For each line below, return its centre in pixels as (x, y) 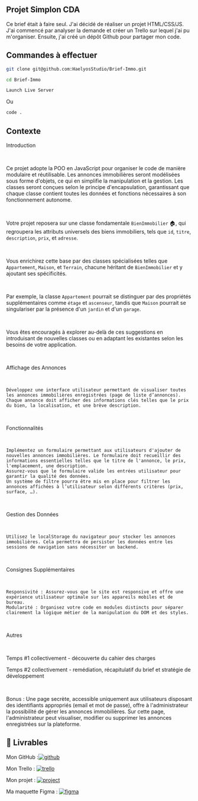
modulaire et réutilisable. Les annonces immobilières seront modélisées (93, 174)
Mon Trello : (21, 768)
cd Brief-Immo (24, 79)
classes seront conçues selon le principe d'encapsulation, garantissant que (98, 187)
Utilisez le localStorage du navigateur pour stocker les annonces (91, 537)
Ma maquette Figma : (32, 792)
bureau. (16, 602)
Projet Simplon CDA (43, 10)
